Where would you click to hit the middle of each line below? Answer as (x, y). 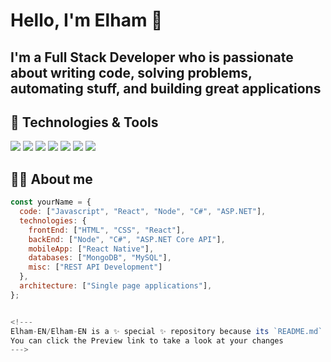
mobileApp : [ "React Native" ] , (91, 249)
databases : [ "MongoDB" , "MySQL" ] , (100, 258)
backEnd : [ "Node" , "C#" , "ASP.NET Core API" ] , (127, 239)
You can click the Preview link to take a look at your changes (147, 340)
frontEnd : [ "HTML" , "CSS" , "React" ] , (107, 230)
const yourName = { (51, 202)
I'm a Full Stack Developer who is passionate (152, 57)
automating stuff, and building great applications (166, 88)
